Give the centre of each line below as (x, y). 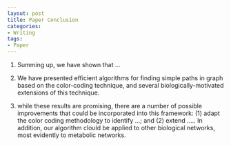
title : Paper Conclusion (43, 20)
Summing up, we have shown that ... (69, 65)
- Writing (21, 33)
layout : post (26, 13)
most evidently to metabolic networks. (71, 135)
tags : (15, 39)
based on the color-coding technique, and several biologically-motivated (120, 85)
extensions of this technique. (58, 93)
